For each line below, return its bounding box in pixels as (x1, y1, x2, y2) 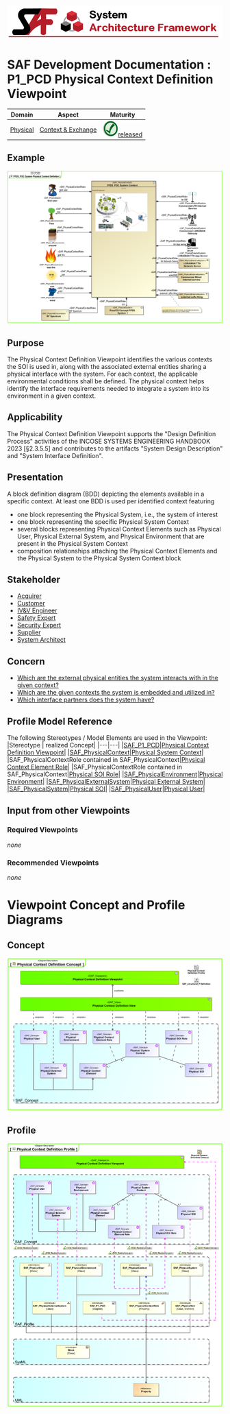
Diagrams (7, 912, 64, 928)
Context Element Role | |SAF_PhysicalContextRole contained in (7, 763, 183, 771)
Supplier (16, 628, 41, 636)
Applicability (7, 411, 63, 423)
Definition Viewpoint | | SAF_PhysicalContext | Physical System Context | (7, 748, 204, 756)
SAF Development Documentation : (7, 57, 212, 72)
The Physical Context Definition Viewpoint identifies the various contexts (7, 355, 213, 363)
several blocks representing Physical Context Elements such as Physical (16, 525, 221, 533)
